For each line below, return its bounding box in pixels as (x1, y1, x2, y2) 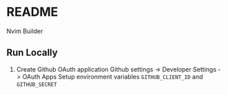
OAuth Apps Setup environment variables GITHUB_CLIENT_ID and (22, 72, 203, 81)
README (6, 4, 59, 20)
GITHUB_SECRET (16, 81, 57, 88)
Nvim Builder (6, 27, 43, 35)
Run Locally (6, 47, 58, 59)
